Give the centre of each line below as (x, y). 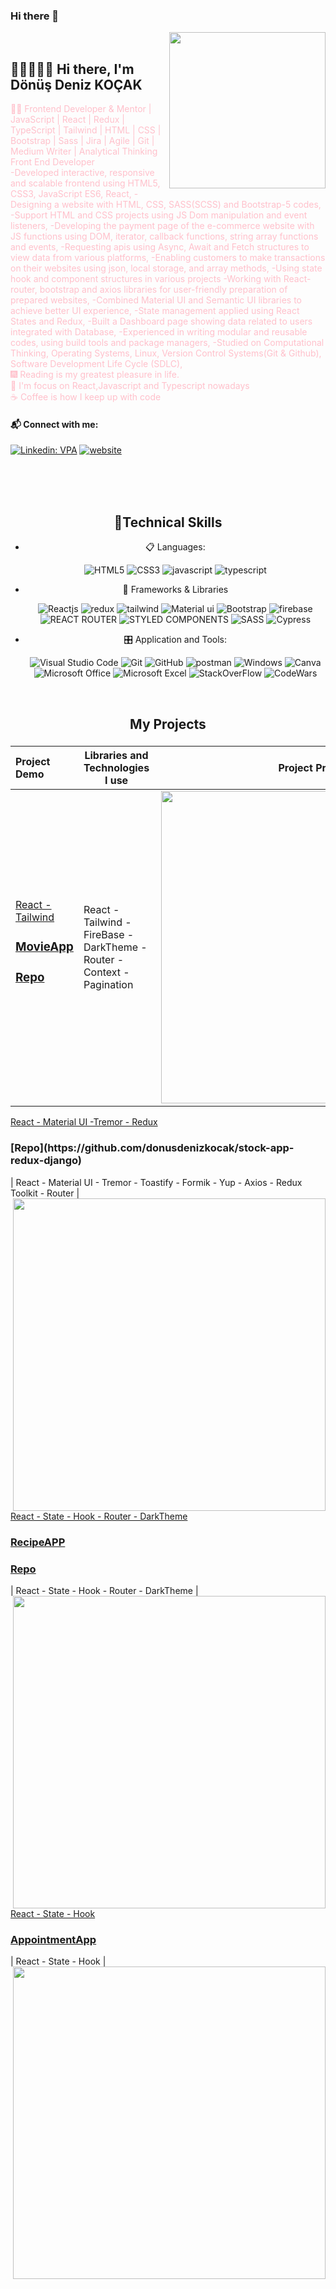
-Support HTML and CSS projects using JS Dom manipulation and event (159, 215)
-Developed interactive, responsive (82, 173)
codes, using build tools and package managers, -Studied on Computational (167, 343)
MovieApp (44, 947)
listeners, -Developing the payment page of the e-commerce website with (162, 226)
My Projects (168, 724)
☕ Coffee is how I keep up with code (86, 397)
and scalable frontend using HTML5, (85, 183)
